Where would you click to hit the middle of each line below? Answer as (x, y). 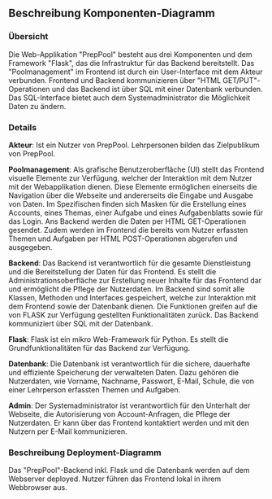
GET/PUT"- (242, 80)
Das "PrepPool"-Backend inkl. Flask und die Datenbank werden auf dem (129, 471)
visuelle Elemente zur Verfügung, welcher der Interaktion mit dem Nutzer (130, 177)
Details (23, 127)
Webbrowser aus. (38, 488)
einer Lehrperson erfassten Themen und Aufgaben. (95, 389)
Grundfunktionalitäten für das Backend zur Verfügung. (99, 348)
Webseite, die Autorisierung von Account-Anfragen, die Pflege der (119, 414)
